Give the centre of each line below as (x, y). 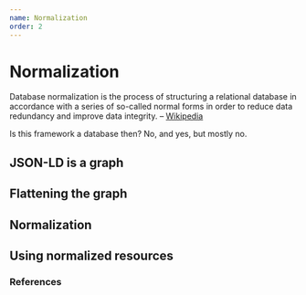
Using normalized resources (91, 256)
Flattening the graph (69, 194)
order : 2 (26, 26)
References (36, 281)
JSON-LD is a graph (67, 162)
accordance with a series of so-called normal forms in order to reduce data (151, 107)
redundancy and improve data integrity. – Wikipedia (106, 116)
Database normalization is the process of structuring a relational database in (153, 97)
